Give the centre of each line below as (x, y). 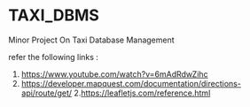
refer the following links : (54, 57)
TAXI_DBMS (54, 15)
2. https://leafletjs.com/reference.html (142, 93)
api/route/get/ (47, 93)
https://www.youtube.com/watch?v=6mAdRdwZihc (115, 74)
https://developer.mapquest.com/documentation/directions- (131, 83)
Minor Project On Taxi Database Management (91, 40)
